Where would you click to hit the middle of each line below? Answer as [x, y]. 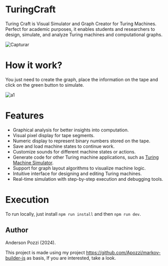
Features [25, 116]
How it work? [34, 65]
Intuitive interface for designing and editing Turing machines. [77, 174]
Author [17, 230]
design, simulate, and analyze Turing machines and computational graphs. [84, 34]
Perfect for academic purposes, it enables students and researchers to [80, 29]
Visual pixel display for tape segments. [54, 135]
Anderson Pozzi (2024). [31, 242]
